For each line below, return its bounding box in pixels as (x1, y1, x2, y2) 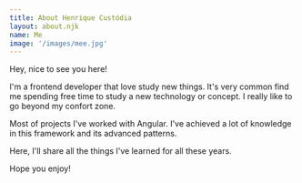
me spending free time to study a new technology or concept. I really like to (9, 91, 293, 102)
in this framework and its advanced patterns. (9, 128, 177, 139)
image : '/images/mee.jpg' (9, 38, 107, 48)
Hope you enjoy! (9, 163, 71, 174)
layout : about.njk (9, 22, 79, 31)
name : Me (9, 30, 43, 39)
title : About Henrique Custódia (9, 13, 132, 23)
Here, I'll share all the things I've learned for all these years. (9, 146, 232, 157)
